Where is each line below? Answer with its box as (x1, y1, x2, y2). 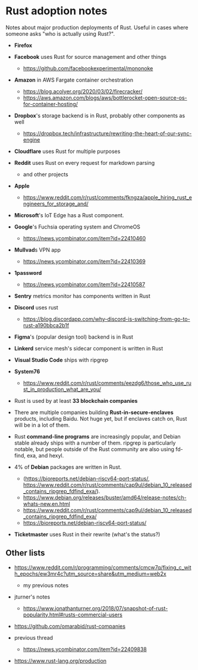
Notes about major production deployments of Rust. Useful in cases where (5, 24, 188, 31)
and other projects (23, 171, 69, 178)
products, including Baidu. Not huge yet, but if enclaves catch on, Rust (14, 415, 187, 422)
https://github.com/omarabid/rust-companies (14, 622, 126, 630)
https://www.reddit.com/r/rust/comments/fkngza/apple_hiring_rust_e (23, 193, 193, 201)
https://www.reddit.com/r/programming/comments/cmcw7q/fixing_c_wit (14, 563, 191, 571)
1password (14, 269, 42, 276)
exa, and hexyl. (27, 452, 64, 459)
